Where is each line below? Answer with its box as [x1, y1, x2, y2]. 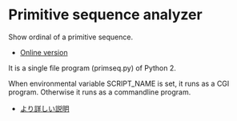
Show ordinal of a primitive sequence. [8, 32, 134, 42]
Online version [19, 47, 68, 57]
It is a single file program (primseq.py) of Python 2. [8, 63, 176, 73]
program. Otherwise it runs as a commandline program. [8, 87, 191, 97]
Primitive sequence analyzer [8, 6, 203, 24]
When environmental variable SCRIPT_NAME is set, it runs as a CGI [8, 79, 230, 88]
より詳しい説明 [19, 103, 70, 113]
